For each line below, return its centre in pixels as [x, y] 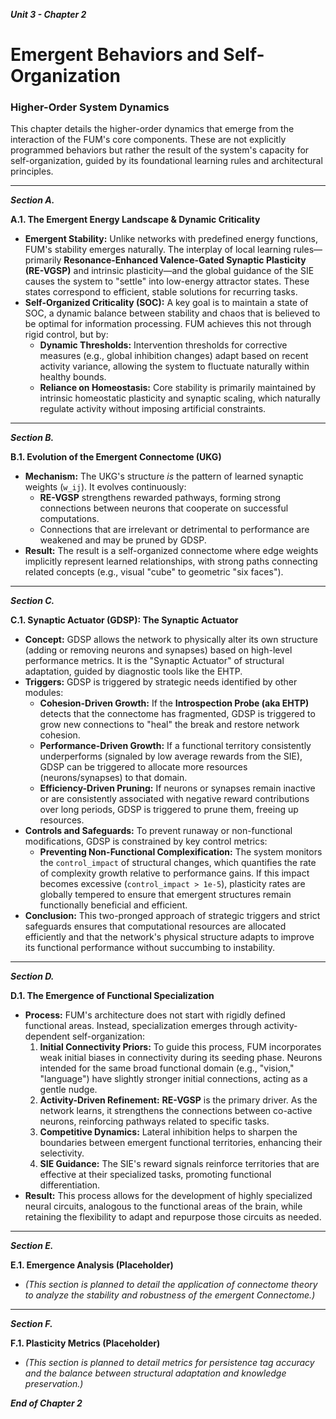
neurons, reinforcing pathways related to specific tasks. [154, 1121]
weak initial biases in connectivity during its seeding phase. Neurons [181, 1058]
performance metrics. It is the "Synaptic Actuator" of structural [154, 661]
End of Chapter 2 [46, 1403]
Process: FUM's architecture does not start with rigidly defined [155, 1015]
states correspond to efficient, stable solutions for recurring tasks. [161, 292]
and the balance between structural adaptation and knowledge [155, 1373]
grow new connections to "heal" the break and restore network [169, 725]
